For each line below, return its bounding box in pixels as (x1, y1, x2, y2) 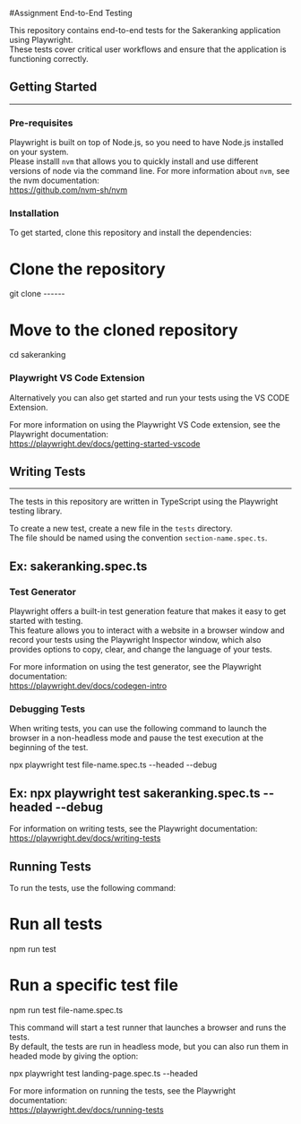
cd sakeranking (9, 350, 66, 360)
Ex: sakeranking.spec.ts (9, 558, 148, 574)
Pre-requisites (9, 117, 73, 129)
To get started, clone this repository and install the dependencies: (9, 228, 253, 238)
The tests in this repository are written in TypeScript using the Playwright (9, 497, 279, 507)
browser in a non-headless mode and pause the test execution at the (9, 732, 264, 743)
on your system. (9, 147, 69, 158)
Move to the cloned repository (9, 320, 239, 340)
